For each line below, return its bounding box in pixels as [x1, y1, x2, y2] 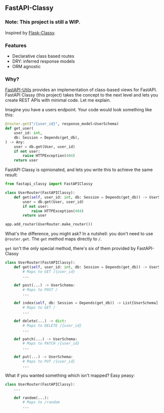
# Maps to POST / [22, 287, 58, 292]
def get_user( [5, 126, 34, 131]
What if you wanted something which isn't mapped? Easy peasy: [5, 372, 135, 378]
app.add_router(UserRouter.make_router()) [5, 222, 93, 227]
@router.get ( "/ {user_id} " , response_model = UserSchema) [5, 121, 119, 126]
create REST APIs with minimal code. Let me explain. [5, 97, 111, 103]
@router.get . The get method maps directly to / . [5, 236, 102, 242]
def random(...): [14, 395, 49, 400]
